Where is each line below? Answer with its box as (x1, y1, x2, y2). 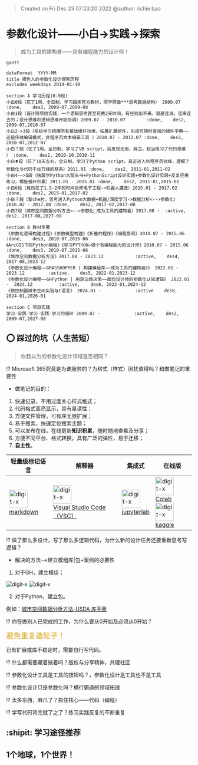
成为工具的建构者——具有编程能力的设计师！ (20, 48, 130, 55)
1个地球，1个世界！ (6, 750, 75, 760)
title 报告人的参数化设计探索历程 (6, 76, 80, 82)
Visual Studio (52, 503, 90, 512)
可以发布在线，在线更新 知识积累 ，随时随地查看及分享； (14, 427, 149, 434)
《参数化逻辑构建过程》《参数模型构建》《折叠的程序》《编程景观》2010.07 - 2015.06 (6, 230, 185, 236)
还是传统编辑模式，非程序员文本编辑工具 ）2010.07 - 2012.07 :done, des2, (6, 134, 184, 140)
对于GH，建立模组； (14, 569, 64, 576)
